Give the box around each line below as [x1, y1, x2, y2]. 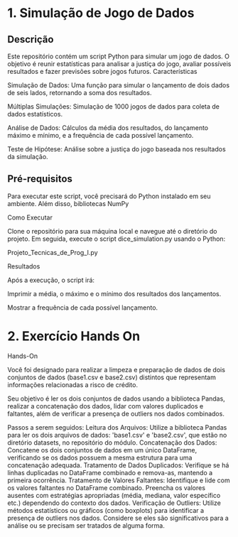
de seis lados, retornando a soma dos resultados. [7, 89, 152, 97]
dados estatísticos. [7, 110, 63, 118]
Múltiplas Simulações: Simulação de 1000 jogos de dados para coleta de [7, 102, 220, 111]
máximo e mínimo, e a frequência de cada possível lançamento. [7, 131, 194, 139]
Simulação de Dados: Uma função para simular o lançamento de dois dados [7, 81, 229, 89]
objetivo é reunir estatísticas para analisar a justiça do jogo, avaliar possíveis [7, 60, 232, 68]
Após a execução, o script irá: [7, 276, 94, 284]
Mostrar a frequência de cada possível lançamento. [7, 303, 158, 312]
